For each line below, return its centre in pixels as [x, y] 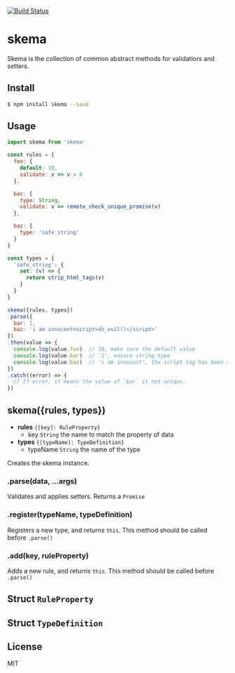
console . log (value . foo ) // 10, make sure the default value [105, 349]
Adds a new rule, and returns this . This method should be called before [111, 571]
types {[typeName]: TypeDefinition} [71, 442]
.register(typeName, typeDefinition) [70, 514]
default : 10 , [39, 168]
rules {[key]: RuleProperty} [59, 427]
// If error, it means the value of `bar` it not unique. [100, 382]
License [25, 647]
